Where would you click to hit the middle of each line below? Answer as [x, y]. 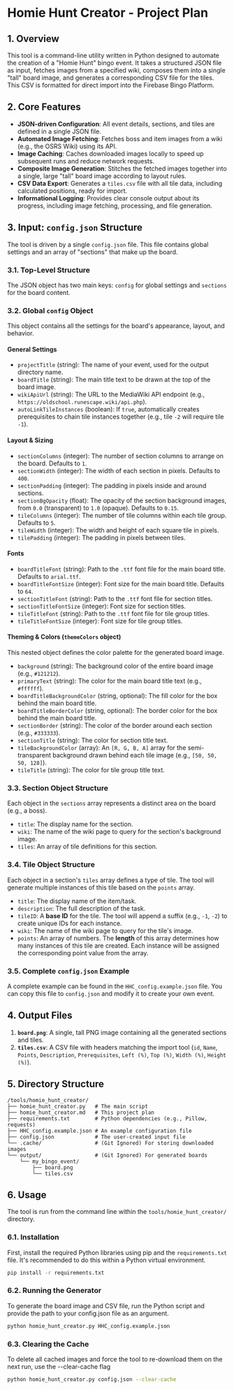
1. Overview [33, 39]
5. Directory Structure [56, 1084]
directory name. [40, 372]
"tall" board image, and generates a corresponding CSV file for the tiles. [111, 78]
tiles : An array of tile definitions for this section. [87, 846]
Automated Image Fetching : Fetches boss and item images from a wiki [120, 138]
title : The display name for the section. [75, 824]
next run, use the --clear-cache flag [59, 1367]
